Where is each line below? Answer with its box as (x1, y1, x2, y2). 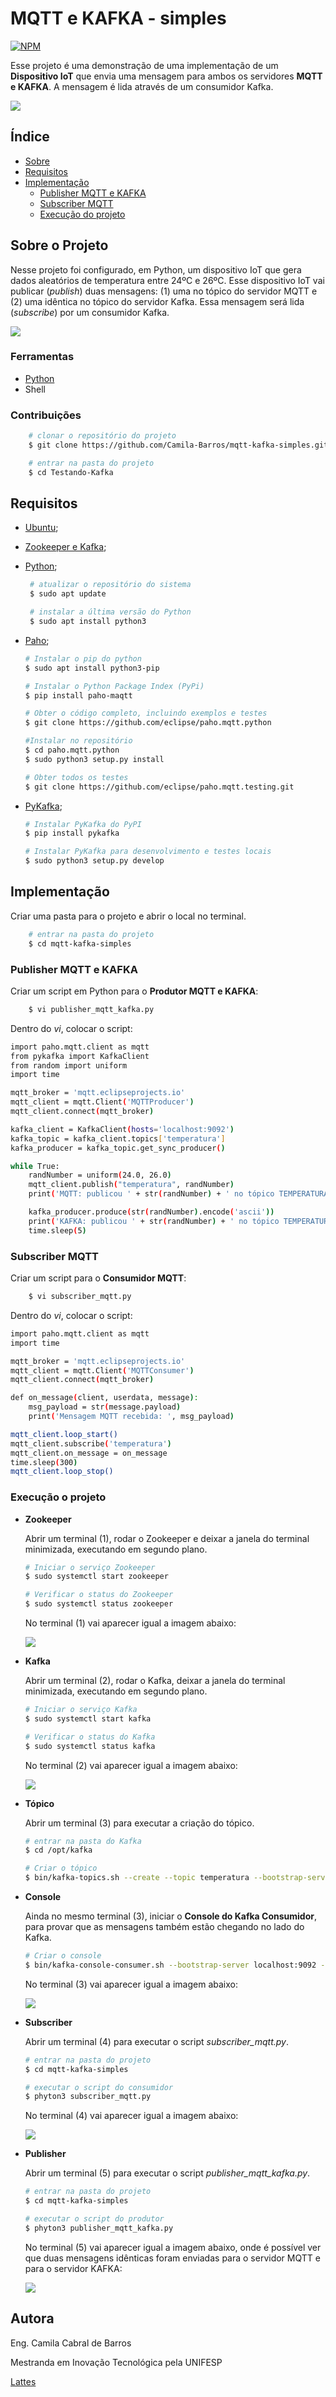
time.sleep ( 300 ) (10, 1457, 78, 1467)
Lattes (10, 2375, 37, 2387)
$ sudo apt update (29, 589, 107, 599)
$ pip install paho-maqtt (24, 690, 133, 701)
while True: (10, 1161, 60, 1171)
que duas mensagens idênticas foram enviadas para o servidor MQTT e (24, 2252, 321, 2264)
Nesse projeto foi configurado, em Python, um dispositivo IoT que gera (10, 263, 302, 276)
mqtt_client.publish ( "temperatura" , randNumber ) (28, 1180, 235, 1190)
